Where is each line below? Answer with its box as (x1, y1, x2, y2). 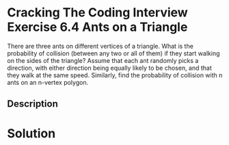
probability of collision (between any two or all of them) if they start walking (7, 49, 220, 57)
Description (7, 98, 58, 110)
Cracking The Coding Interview (7, 5, 188, 21)
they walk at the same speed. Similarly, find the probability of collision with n (7, 70, 223, 79)
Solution (7, 125, 56, 141)
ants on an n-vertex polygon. (7, 78, 89, 86)
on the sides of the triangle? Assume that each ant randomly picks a (7, 56, 199, 64)
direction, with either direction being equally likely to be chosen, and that (7, 64, 212, 72)
